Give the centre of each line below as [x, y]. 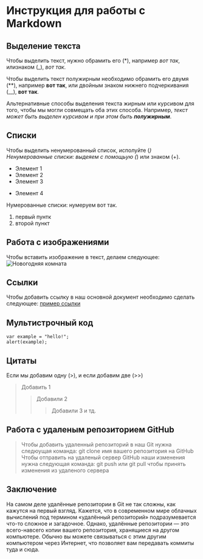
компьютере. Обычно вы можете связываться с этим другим [86, 536]
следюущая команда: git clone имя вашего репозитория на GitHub [107, 451]
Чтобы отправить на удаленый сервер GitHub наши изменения [103, 457]
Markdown [34, 23]
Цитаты [22, 360]
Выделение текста [43, 46]
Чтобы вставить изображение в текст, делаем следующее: [83, 257]
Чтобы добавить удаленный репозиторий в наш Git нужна [96, 444]
